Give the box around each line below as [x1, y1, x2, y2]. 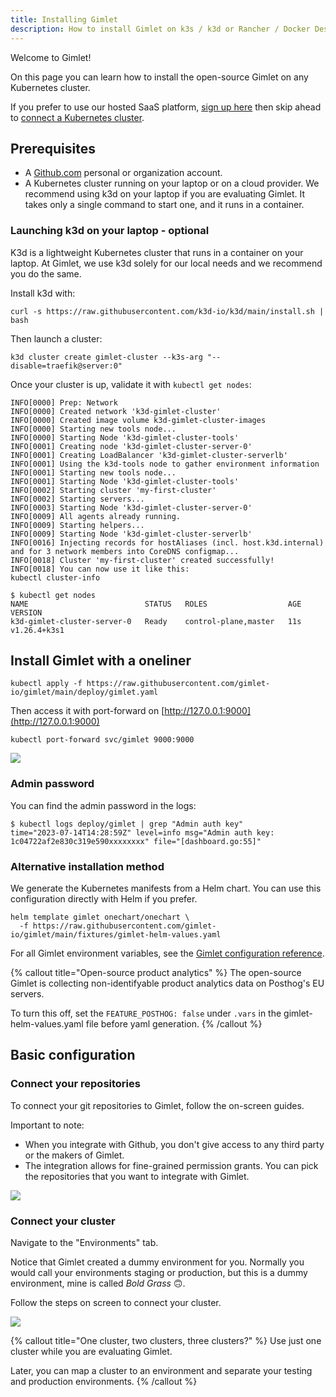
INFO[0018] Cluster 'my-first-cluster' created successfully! [10, 555, 275, 565]
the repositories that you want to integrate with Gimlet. [24, 1170, 250, 1182]
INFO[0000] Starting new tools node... [10, 424, 177, 434]
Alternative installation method [10, 859, 165, 873]
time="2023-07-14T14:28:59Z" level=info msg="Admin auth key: [10, 827, 275, 838]
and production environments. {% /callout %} [10, 1376, 198, 1387]
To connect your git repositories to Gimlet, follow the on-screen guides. [10, 1099, 305, 1111]
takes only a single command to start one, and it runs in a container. [24, 199, 305, 211]
